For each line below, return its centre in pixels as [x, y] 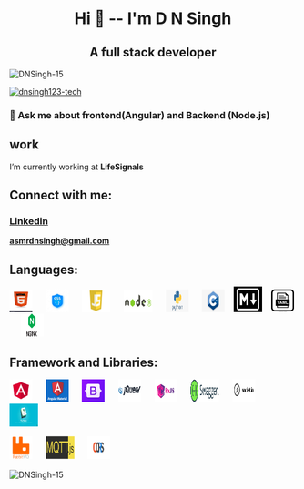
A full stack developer [153, 52]
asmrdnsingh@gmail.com [60, 241]
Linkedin [29, 221]
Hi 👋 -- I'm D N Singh [153, 19]
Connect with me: [61, 195]
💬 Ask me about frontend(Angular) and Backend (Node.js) [140, 115]
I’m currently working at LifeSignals [76, 167]
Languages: [44, 269]
